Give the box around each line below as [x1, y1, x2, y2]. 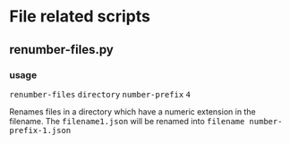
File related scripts [9, 6, 150, 27]
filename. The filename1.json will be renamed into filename [9, 115, 245, 126]
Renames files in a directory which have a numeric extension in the [9, 106, 257, 117]
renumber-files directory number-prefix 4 [9, 89, 191, 99]
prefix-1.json [9, 125, 72, 135]
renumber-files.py [9, 42, 114, 57]
